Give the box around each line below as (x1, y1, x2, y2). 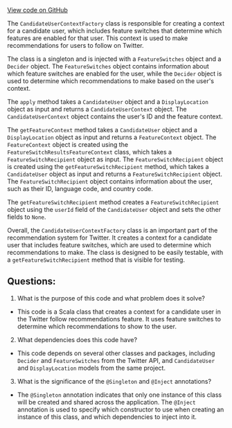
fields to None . (7, 213, 46, 221)
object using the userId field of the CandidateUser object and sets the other (7, 206, 222, 213)
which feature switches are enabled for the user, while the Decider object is (7, 69, 222, 78)
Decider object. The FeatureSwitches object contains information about (7, 62, 209, 70)
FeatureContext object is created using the (7, 141, 129, 148)
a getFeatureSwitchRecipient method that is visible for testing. (7, 256, 186, 264)
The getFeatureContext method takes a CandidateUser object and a (7, 126, 197, 134)
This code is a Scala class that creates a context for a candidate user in (17, 307, 222, 316)
